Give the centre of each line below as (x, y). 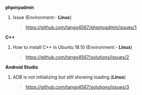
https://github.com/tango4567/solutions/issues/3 (77, 87)
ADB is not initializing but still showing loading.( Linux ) (69, 77)
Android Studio (22, 67)
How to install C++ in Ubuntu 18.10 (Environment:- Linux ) (73, 47)
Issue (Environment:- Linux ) (42, 17)
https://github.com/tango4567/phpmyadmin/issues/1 (81, 27)
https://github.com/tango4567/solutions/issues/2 (77, 57)
